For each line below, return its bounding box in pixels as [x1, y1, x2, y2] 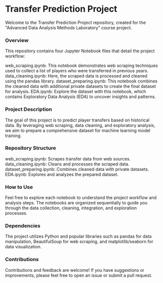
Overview [5, 37, 29, 43]
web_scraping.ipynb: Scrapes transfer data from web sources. [5, 156, 131, 162]
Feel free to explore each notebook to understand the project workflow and [5, 195, 157, 201]
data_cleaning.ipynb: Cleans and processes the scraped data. [5, 161, 130, 167]
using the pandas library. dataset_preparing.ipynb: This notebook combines [5, 78, 158, 84]
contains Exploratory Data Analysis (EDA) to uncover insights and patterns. [5, 94, 156, 100]
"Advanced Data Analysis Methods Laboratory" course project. [5, 24, 132, 30]
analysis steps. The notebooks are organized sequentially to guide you [5, 200, 148, 206]
